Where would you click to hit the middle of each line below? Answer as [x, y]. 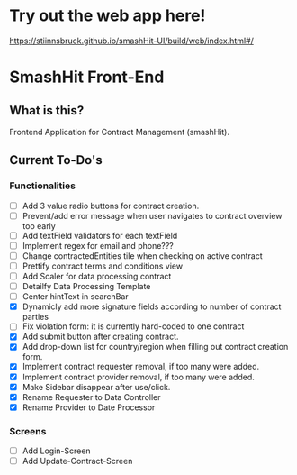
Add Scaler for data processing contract [97, 276]
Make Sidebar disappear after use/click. [96, 387]
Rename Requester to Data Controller [91, 397]
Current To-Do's [56, 160]
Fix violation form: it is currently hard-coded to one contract [133, 326]
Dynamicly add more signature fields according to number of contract [152, 306]
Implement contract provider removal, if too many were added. [138, 377]
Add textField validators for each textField [100, 235]
